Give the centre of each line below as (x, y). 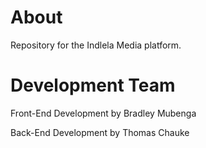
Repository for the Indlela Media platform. (96, 45)
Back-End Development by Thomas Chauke (100, 132)
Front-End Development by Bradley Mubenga (103, 113)
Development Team (93, 85)
